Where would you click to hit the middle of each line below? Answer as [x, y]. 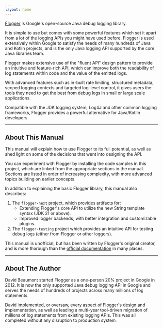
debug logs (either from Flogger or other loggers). [62, 234]
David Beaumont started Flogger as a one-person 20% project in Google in [80, 280]
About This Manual [34, 138]
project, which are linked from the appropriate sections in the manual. [74, 169]
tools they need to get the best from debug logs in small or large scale [75, 93]
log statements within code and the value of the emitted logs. [66, 73]
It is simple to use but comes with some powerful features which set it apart [81, 33]
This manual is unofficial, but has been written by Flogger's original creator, [81, 244]
